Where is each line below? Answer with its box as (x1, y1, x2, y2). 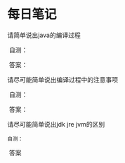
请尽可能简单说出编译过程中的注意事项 (7, 75, 118, 84)
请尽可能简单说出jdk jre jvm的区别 (7, 120, 105, 128)
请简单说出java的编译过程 (7, 31, 81, 39)
